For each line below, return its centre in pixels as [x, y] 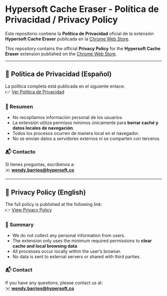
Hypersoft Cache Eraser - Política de [82, 9]
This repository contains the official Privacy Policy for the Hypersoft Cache [83, 48]
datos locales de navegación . [43, 128]
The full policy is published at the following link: [54, 204]
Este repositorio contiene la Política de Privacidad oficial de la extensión [80, 33]
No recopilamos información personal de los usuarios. [68, 118]
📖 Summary [19, 225]
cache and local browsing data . [45, 246]
